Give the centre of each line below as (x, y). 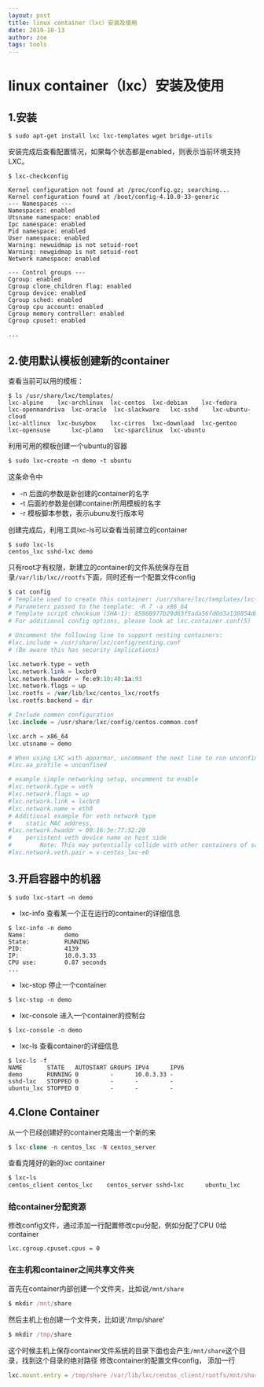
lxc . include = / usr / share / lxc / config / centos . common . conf (103, 722)
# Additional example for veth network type (82, 816)
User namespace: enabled (49, 238)
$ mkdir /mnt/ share (40, 1303)
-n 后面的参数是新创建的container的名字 (84, 493)
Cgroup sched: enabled (45, 300)
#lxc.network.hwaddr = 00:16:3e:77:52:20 (77, 830)
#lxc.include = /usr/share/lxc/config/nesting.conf (94, 643)
